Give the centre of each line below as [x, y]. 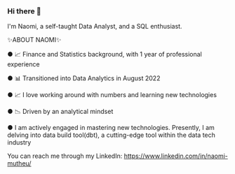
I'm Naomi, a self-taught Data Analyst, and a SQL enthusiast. [95, 27]
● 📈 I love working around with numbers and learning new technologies [112, 95]
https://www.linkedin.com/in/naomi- [176, 156]
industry [19, 143]
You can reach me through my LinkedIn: [65, 156]
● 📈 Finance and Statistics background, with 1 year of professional [105, 55]
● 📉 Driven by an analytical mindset [60, 112]
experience [23, 64]
